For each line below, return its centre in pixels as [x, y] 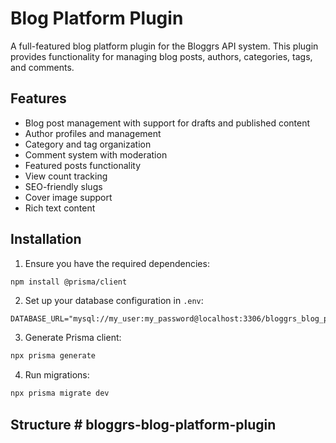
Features [38, 98]
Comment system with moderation [96, 154]
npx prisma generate [53, 356]
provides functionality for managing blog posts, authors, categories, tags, [161, 56]
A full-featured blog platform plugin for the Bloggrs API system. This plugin [164, 46]
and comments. [42, 67]
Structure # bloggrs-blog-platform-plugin [143, 424]
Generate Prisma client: [73, 338]
